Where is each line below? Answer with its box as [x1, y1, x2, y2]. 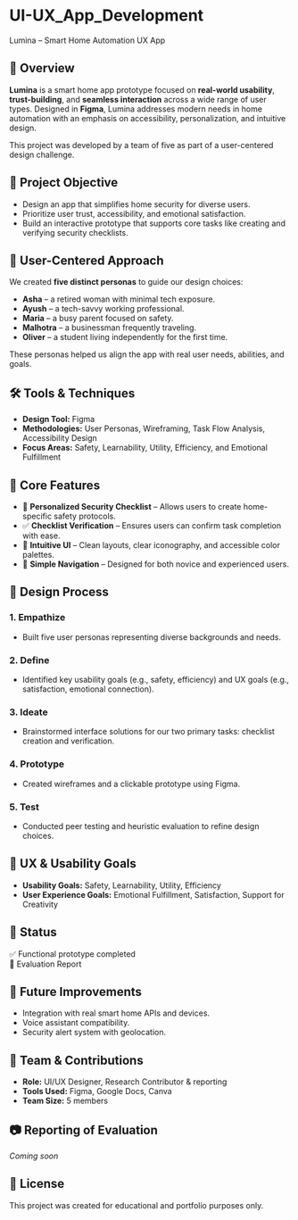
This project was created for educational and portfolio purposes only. [9, 1199, 264, 1210]
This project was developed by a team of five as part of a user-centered [9, 139, 274, 150]
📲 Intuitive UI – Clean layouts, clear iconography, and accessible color [21, 540, 281, 550]
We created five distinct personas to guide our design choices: [9, 277, 244, 287]
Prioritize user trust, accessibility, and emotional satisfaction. [21, 208, 246, 219]
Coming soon [9, 1150, 59, 1161]
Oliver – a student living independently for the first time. [21, 332, 228, 343]
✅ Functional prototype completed [9, 948, 137, 959]
